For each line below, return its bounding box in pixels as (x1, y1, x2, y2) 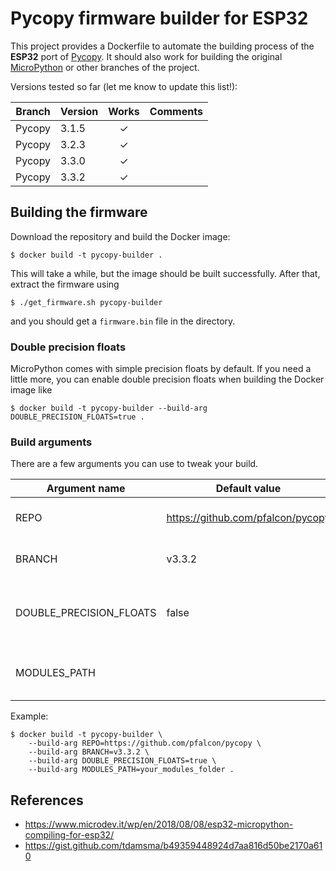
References (10, 792, 84, 809)
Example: (10, 710, 49, 722)
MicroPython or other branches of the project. (10, 61, 200, 73)
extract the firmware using (10, 278, 120, 290)
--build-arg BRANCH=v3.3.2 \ (28, 747, 150, 757)
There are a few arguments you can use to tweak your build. (10, 458, 259, 470)
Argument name (46, 482, 126, 496)
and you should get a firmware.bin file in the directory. (10, 315, 236, 327)
